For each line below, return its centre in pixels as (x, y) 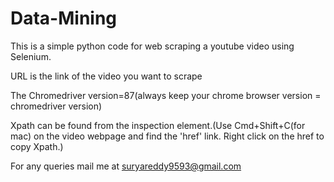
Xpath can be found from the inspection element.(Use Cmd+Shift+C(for (158, 125)
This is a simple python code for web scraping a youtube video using (152, 46)
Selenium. (31, 56)
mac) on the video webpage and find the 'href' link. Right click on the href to (167, 136)
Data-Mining (64, 18)
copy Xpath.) (37, 146)
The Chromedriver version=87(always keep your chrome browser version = (166, 95)
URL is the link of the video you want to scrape (106, 76)
